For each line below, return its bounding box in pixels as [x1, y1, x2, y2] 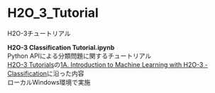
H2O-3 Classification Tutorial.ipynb [7, 43, 115, 51]
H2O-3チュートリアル [7, 29, 71, 37]
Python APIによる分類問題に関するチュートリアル [7, 51, 152, 60]
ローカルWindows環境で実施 [7, 77, 91, 86]
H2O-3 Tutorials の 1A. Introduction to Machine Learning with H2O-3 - [7, 60, 208, 68]
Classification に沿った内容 [7, 69, 84, 77]
